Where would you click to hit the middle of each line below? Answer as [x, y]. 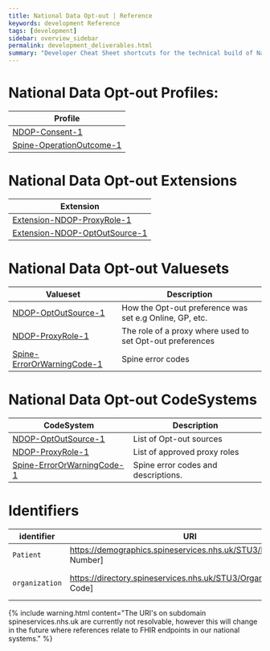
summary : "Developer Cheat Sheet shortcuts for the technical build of [131, 53]
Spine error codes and [175, 465]
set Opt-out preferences [168, 341]
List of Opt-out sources [178, 439]
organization [37, 583]
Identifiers [44, 510]
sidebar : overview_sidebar [53, 38]
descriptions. [158, 475]
